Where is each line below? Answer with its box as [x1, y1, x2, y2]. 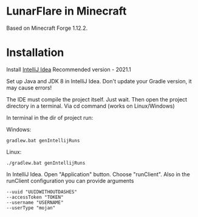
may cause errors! [6, 84, 52, 91]
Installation [6, 46, 64, 60]
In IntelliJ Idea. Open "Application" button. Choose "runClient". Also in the [6, 170, 190, 177]
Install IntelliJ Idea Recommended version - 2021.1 [6, 66, 132, 73]
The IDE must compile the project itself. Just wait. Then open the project [6, 95, 187, 103]
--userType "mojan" [6, 205, 56, 211]
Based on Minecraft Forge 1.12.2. [6, 24, 88, 32]
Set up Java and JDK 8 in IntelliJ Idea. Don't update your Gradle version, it [6, 77, 193, 84]
